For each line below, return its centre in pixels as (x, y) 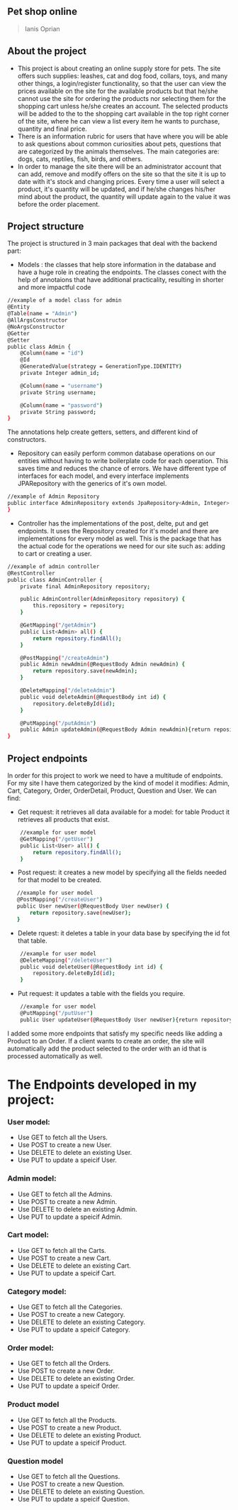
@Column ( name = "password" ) (61, 405)
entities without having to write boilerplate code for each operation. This (123, 461)
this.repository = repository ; (79, 606)
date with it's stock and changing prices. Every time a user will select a (121, 181)
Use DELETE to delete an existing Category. (81, 1322)
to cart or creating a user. (55, 553)
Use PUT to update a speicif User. (67, 1160)
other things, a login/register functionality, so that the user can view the (122, 83)
